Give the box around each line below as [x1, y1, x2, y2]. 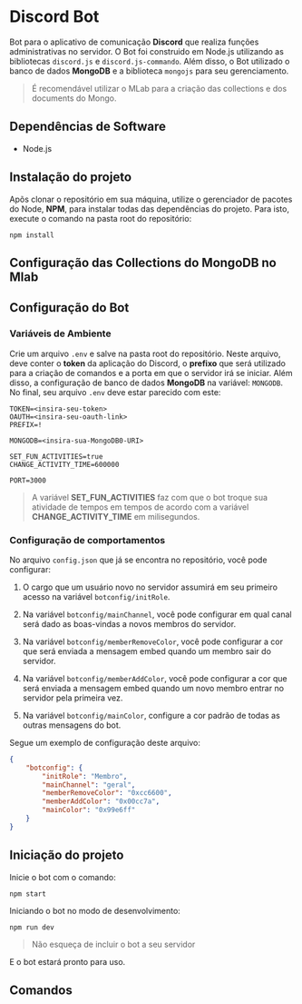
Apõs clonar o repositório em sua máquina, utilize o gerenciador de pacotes [9, 194, 293, 204]
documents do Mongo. [31, 93, 117, 104]
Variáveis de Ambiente [9, 327, 112, 340]
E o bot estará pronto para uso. [9, 956, 126, 967]
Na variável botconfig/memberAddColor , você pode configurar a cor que [22, 672, 287, 683]
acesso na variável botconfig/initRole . [22, 591, 170, 601]
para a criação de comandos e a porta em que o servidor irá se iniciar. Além [9, 367, 293, 378]
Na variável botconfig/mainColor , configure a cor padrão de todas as [22, 710, 281, 721]
